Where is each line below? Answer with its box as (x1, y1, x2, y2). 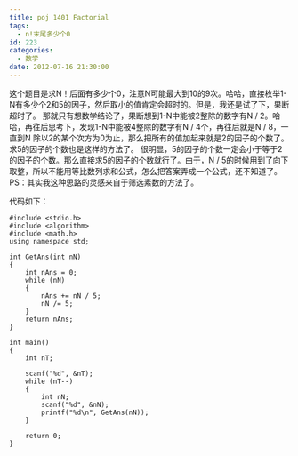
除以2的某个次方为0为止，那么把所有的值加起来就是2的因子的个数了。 (32, 132, 289, 143)
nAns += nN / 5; (41, 291, 101, 300)
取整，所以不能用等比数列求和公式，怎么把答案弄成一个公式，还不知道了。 (9, 165, 282, 176)
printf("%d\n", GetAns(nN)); (41, 408, 149, 417)
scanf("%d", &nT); (25, 369, 93, 378)
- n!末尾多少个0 (17, 29, 71, 38)
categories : (9, 46, 53, 55)
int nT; (25, 353, 53, 363)
